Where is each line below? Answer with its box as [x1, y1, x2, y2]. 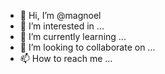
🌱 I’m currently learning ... [19, 31, 127, 42]
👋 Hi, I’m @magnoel [19, 10, 102, 21]
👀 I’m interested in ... [19, 20, 105, 32]
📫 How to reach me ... [19, 53, 113, 64]
